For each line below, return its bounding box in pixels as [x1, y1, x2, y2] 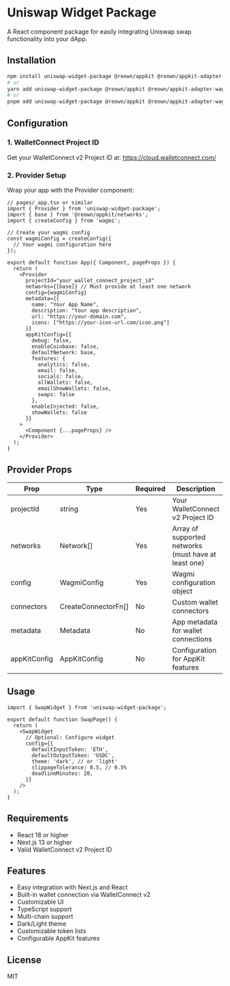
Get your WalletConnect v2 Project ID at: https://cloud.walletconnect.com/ [7, 153, 217, 162]
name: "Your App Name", [31, 301, 99, 308]
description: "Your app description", [31, 307, 142, 315]
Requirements [7, 813, 68, 824]
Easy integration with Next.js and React [16, 883, 128, 891]
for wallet [172, 626, 203, 635]
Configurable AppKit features [16, 934, 101, 943]
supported [172, 532, 206, 542]
